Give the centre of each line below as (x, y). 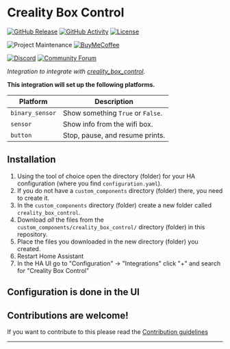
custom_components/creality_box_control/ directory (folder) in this (111, 227)
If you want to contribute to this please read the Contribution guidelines (108, 332)
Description (114, 101)
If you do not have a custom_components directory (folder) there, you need (120, 190)
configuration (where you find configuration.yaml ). (89, 183)
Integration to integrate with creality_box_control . (76, 71)
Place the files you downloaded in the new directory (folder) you (107, 242)
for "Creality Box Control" (53, 270)
